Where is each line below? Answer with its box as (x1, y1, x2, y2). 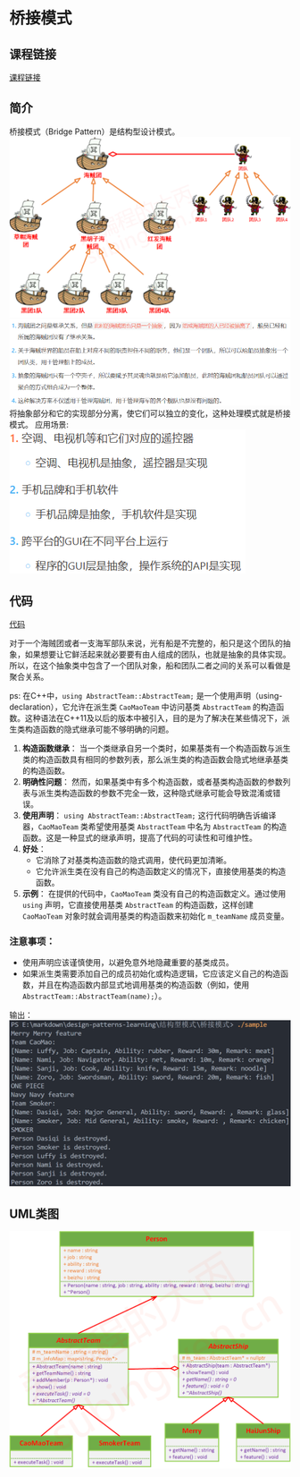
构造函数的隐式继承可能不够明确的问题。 (24, 724, 174, 734)
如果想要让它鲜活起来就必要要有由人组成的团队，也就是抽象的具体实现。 (24, 649, 291, 660)
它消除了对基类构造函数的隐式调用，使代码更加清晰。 (35, 855, 232, 866)
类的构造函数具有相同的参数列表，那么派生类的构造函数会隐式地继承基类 (21, 754, 288, 765)
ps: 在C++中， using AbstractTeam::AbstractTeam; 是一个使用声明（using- (9, 691, 283, 701)
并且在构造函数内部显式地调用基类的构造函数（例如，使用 (37, 980, 250, 990)
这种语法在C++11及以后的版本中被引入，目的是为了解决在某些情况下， (24, 713, 283, 724)
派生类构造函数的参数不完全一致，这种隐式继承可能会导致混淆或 (37, 788, 273, 799)
